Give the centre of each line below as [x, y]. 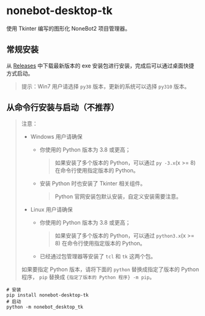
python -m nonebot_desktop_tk [45, 307]
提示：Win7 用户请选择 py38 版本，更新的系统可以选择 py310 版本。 [106, 86]
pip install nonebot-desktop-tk [47, 295]
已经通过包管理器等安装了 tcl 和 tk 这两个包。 [98, 256]
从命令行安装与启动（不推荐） [63, 108]
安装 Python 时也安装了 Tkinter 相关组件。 [92, 183]
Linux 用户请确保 [52, 209]
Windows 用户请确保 [56, 136]
